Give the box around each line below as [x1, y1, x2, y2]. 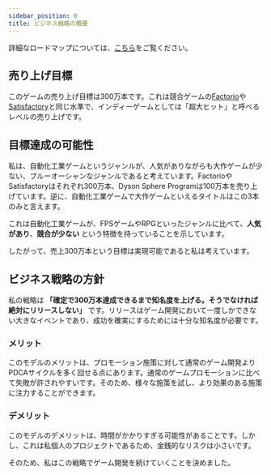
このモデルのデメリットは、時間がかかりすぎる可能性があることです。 [8, 430, 242, 440]
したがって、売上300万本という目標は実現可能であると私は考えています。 [8, 246, 254, 256]
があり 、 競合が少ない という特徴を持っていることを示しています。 [8, 229, 229, 239]
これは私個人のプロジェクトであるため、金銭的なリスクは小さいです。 [22, 440, 256, 450]
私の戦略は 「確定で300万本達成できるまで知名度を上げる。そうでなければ [8, 295, 259, 305]
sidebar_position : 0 [8, 11, 78, 20]
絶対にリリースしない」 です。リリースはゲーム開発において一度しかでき [8, 305, 250, 315]
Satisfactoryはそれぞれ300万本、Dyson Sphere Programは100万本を [8, 182, 237, 191]
